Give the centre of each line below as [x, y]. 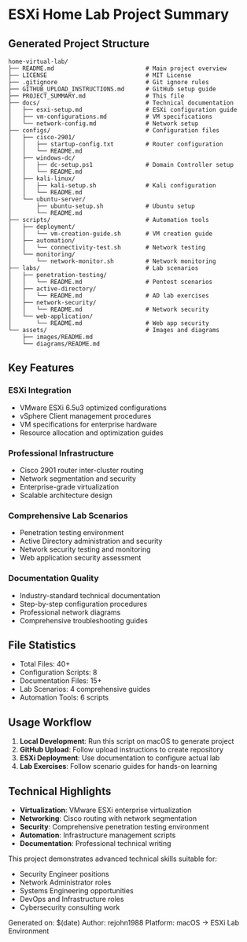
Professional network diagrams [70, 612]
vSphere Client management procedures [85, 416]
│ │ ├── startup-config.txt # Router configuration [116, 144]
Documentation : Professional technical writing [95, 844]
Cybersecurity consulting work [70, 907]
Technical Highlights [60, 791]
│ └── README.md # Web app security [109, 323]
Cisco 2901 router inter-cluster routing [81, 470]
